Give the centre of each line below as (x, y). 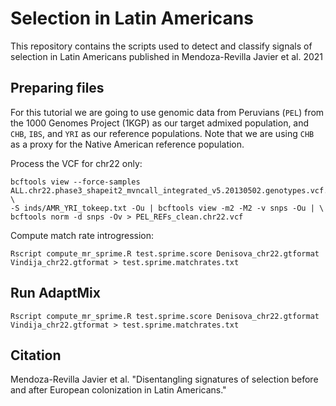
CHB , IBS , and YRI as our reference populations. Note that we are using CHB (162, 133)
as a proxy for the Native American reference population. (127, 144)
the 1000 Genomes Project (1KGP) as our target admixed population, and (160, 123)
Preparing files (57, 88)
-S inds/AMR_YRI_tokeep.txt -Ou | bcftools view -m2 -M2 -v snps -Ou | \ (167, 208)
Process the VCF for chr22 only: (76, 163)
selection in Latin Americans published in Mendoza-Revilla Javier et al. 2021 (167, 56)
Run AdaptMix (55, 293)
